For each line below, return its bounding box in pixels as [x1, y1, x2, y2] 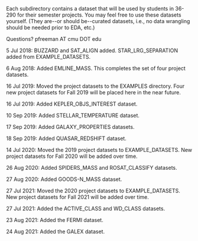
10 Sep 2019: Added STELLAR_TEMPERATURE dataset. [6, 112, 140, 119]
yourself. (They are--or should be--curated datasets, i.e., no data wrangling [6, 18, 190, 24]
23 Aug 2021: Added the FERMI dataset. [6, 217, 103, 223]
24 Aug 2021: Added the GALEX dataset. [6, 228, 105, 235]
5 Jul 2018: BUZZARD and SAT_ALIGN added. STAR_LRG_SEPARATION [6, 47, 178, 54]
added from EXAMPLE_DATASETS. [6, 53, 90, 60]
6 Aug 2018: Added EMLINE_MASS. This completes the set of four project [6, 65, 186, 72]
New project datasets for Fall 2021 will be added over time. [6, 194, 150, 201]
